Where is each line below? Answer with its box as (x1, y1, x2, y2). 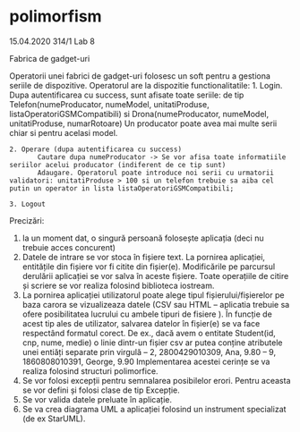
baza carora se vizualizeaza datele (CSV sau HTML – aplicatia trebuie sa (21, 299, 290, 309)
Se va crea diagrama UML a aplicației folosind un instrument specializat (21, 403, 287, 414)
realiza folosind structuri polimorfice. (21, 365, 159, 377)
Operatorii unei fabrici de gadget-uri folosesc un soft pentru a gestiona (9, 70, 271, 81)
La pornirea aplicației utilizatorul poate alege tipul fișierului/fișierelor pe (21, 289, 285, 301)
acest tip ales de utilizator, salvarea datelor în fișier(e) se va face (21, 318, 261, 328)
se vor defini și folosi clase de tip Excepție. (21, 385, 181, 395)
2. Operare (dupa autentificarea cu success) (9, 145, 182, 154)
